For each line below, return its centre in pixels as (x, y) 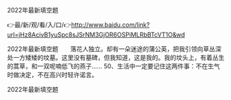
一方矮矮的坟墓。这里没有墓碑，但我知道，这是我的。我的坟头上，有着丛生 (119, 58)
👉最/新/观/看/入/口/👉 (39, 25)
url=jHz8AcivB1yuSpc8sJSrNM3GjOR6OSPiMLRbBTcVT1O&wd (96, 34)
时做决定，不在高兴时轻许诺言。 (52, 75)
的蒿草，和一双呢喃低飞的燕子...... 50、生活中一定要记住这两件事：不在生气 (114, 66)
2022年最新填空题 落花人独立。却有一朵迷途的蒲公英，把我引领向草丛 (111, 49)
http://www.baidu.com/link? (111, 25)
